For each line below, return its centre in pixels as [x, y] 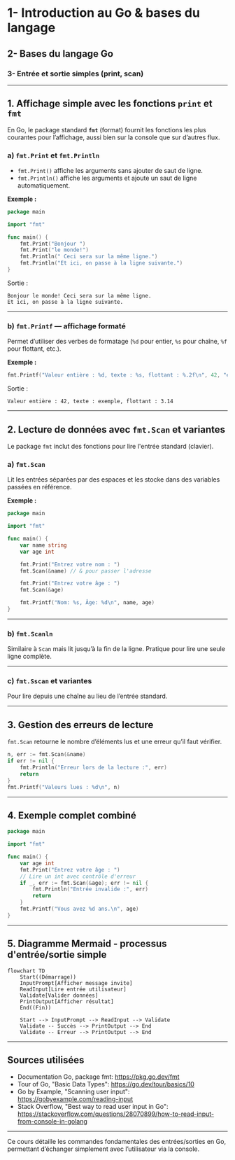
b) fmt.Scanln [30, 634]
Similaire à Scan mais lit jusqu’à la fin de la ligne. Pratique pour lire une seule [116, 649]
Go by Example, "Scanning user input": [73, 1092]
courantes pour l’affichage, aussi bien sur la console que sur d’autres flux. [114, 137]
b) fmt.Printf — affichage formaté [66, 326]
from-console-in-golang [52, 1121]
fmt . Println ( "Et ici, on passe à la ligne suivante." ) [101, 263]
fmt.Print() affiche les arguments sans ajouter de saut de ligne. [110, 170]
